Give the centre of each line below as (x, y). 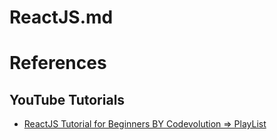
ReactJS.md (61, 17)
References (58, 63)
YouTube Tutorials (67, 99)
